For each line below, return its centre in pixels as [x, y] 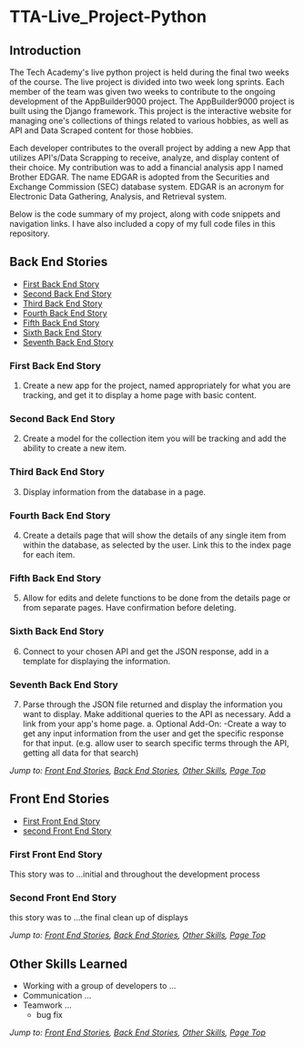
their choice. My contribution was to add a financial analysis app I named [147, 167]
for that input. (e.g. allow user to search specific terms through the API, [156, 743]
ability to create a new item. [75, 448]
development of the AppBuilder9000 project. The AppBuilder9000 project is [152, 101]
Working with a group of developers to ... [99, 986]
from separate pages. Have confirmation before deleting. [129, 608]
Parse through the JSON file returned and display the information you [153, 704]
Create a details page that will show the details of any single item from [154, 535]
